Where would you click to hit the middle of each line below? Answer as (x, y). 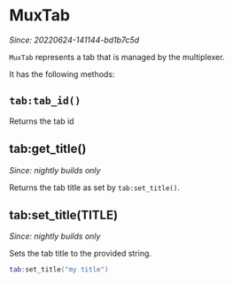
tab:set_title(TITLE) (63, 214)
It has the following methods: (62, 74)
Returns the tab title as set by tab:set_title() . (94, 187)
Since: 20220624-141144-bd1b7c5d (74, 40)
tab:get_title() (48, 149)
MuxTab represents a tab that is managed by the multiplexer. (117, 57)
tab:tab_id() (45, 101)
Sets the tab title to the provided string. (81, 254)
